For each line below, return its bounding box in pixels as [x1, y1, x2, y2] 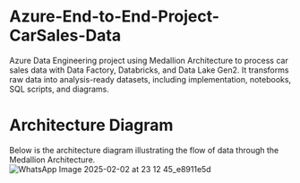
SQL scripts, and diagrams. [9, 83, 109, 94]
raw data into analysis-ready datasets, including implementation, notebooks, [9, 74, 292, 84]
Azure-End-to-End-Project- [9, 6, 220, 27]
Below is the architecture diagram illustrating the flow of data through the [9, 144, 279, 155]
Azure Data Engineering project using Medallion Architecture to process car [9, 55, 288, 65]
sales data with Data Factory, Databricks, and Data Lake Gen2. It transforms [9, 65, 289, 75]
